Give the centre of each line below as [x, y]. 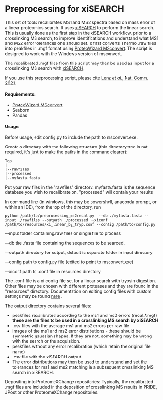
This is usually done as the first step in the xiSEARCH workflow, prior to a [78, 33]
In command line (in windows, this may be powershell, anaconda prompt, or [81, 202]
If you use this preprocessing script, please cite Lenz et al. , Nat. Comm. [77, 78]
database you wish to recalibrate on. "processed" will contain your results [79, 192]
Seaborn [21, 110]
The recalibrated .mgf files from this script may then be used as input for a [80, 63]
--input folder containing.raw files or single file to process [63, 233]
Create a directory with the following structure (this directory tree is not [76, 147]
